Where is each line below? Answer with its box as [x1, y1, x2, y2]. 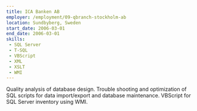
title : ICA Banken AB [6, 8, 60, 15]
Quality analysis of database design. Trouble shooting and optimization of [6, 85, 187, 93]
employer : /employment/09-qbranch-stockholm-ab [6, 14, 127, 20]
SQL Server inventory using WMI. [6, 99, 88, 106]
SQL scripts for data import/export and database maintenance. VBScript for [6, 92, 192, 99]
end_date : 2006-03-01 [6, 31, 60, 37]
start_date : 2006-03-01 [6, 25, 65, 31]
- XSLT [8, 64, 26, 70]
